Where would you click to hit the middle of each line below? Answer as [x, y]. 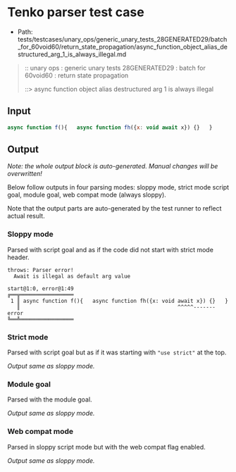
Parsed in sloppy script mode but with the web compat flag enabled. [106, 447]
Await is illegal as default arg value [72, 276]
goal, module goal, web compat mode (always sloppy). [87, 195]
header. [18, 257]
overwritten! [25, 174]
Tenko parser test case [76, 12]
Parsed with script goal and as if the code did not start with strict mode [110, 249]
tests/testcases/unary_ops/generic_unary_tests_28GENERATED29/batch [122, 39]
